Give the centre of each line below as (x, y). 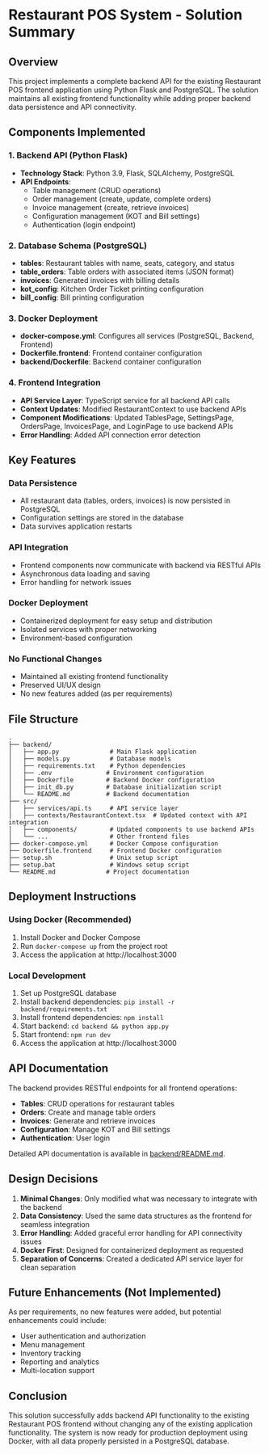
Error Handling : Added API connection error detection (110, 435)
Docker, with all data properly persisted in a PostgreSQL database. (119, 1441)
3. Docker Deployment (53, 318)
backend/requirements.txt (63, 1009)
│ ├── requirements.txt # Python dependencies (97, 765)
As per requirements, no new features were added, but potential (115, 1312)
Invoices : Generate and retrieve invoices (88, 1120)
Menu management (53, 1345)
